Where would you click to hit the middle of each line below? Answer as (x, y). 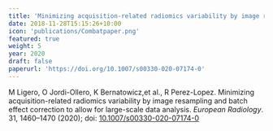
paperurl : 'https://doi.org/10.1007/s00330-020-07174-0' (107, 69)
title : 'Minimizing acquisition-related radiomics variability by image (134, 16)
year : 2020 (27, 54)
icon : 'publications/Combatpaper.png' (74, 31)
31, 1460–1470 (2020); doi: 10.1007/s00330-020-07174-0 (104, 118)
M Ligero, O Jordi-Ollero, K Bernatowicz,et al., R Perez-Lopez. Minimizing (131, 92)
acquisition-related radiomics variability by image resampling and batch (128, 100)
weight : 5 (25, 46)
